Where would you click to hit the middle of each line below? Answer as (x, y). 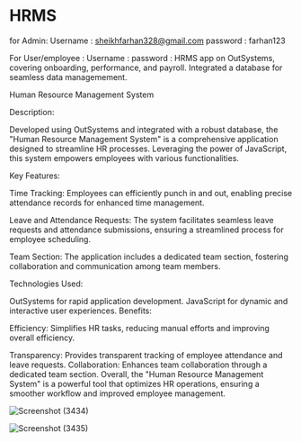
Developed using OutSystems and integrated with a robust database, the (144, 129)
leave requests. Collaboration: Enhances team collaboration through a (138, 365)
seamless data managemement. (68, 77)
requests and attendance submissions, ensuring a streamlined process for (147, 230)
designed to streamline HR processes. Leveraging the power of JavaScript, (148, 149)
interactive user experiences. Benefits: (81, 311)
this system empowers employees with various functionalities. (124, 158)
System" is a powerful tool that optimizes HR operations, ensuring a (135, 383)
